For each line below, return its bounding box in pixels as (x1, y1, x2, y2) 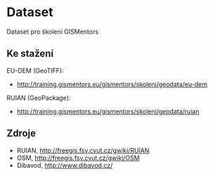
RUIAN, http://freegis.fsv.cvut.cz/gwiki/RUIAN (16, 146, 150, 154)
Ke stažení (6, 48, 54, 60)
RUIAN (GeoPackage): (6, 93, 71, 102)
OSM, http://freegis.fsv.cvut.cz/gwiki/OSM (16, 154, 140, 162)
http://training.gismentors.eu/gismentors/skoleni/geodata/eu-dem (16, 80, 208, 88)
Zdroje (6, 128, 37, 140)
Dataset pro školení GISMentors (6, 27, 99, 36)
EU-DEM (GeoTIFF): (6, 66, 64, 74)
